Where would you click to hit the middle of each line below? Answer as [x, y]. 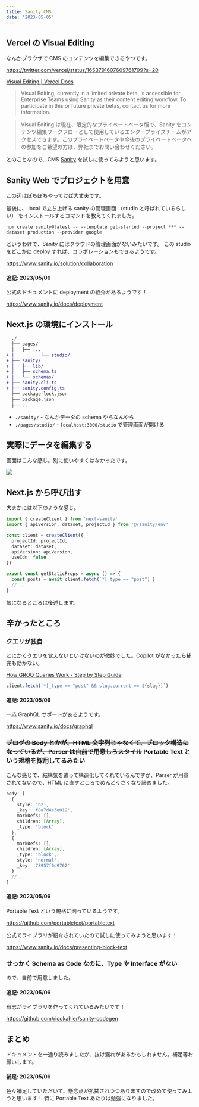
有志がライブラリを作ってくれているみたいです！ [66, 1007]
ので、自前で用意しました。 [40, 978]
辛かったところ [34, 623]
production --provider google [65, 232]
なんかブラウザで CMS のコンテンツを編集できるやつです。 [78, 58]
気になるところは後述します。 [42, 602]
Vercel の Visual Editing [50, 43]
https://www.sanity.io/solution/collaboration [60, 263]
